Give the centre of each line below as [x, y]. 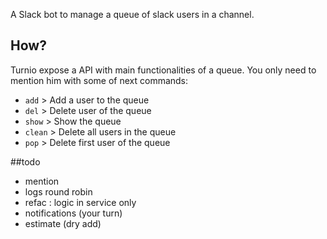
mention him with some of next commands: [99, 80]
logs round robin [58, 191]
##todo [25, 161]
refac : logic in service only [80, 202]
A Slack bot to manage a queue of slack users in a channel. [132, 14]
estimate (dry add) [63, 223]
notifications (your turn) [73, 213]
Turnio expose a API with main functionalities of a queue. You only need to [163, 70]
